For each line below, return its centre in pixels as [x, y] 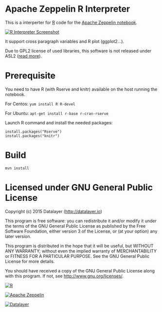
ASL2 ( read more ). [24, 56]
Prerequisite [30, 76]
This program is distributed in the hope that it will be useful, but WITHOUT [79, 246]
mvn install [17, 168]
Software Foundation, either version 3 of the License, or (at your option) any [81, 231]
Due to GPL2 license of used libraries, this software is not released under [78, 51]
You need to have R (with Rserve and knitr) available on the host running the [81, 89]
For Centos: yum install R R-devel [40, 104]
